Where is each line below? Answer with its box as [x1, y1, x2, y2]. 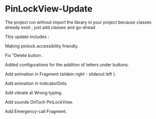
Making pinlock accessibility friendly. [5, 43, 79, 49]
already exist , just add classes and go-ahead [5, 24, 96, 30]
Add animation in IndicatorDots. [5, 80, 68, 86]
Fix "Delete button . [5, 52, 43, 58]
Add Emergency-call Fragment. [5, 108, 67, 114]
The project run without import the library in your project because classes [5, 19, 152, 25]
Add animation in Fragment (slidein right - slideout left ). [5, 71, 116, 77]
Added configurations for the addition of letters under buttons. [5, 62, 129, 67]
